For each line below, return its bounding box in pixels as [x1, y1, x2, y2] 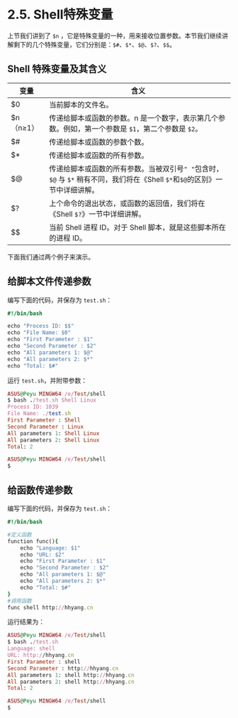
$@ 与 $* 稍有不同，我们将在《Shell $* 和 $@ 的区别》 [49, 174, 216, 184]
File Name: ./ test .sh [7, 410, 72, 417]
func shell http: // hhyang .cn [7, 604, 93, 611]
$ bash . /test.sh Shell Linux [7, 397, 97, 404]
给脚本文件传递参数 [7, 275, 91, 288]
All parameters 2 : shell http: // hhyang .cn [7, 678, 135, 685]
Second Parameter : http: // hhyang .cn [7, 665, 119, 672]
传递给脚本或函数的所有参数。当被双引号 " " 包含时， [49, 164, 223, 173]
